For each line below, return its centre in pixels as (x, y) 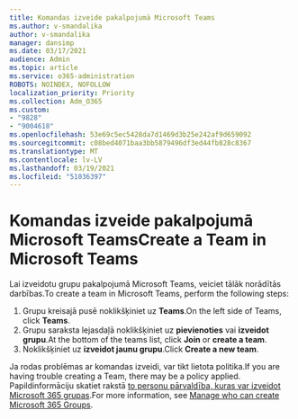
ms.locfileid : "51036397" (58, 176)
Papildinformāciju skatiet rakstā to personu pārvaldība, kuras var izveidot (145, 386)
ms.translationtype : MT (54, 151)
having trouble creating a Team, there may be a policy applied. (125, 376)
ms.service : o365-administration (72, 76)
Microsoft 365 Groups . (51, 405)
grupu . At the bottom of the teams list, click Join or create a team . (144, 340)
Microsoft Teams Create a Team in (138, 240)
